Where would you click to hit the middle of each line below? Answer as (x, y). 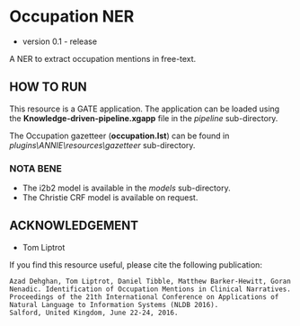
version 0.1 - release (59, 41)
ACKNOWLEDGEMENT (74, 226)
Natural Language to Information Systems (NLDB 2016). (114, 304)
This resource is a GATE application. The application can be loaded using (145, 109)
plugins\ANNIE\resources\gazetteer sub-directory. (102, 145)
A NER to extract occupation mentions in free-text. (103, 58)
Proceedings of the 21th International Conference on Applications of (144, 297)
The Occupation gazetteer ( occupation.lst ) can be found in (119, 136)
